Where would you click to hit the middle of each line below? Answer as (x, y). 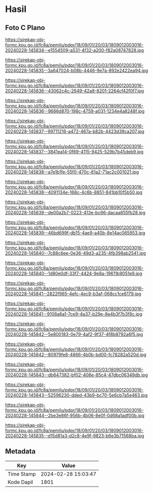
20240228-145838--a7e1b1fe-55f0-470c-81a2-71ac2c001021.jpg (72, 172)
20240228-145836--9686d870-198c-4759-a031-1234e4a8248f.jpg (75, 111)
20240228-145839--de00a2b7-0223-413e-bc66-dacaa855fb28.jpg (75, 213)
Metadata (20, 451)
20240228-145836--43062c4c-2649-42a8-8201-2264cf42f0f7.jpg (75, 91)
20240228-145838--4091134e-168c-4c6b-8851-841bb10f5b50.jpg (74, 192)
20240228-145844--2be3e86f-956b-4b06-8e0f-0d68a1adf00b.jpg (75, 415)
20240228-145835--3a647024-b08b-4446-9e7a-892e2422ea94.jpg (76, 70)
